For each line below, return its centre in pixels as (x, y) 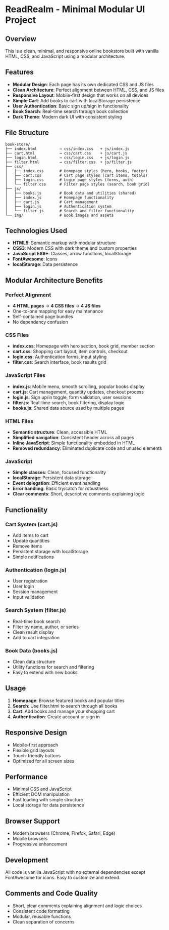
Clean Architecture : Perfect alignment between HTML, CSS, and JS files (88, 90)
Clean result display (33, 632)
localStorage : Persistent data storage (51, 478)
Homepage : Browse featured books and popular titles (68, 701)
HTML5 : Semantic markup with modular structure (64, 243)
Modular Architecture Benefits (54, 280)
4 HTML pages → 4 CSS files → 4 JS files (57, 306)
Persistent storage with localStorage (50, 551)
